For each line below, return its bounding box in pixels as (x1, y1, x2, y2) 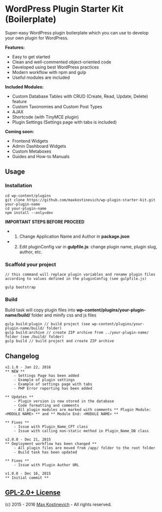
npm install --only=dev (5, 210, 54, 215)
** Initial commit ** (5, 476, 49, 480)
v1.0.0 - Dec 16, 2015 (5, 471, 51, 476)
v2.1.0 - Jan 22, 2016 (5, 365, 51, 370)
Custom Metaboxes (12, 148, 52, 154)
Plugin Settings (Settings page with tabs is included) (12, 119, 117, 125)
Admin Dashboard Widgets (12, 143, 67, 149)
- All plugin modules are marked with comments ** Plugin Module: (14, 407, 151, 412)
